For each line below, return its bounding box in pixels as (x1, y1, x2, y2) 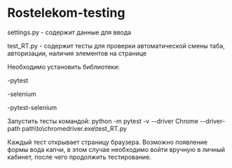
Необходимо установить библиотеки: (7, 62, 121, 71)
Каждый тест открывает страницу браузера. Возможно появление (7, 138, 208, 146)
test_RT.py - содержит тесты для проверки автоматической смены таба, (7, 41, 226, 50)
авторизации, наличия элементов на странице (7, 49, 147, 57)
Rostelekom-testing (7, 5, 125, 21)
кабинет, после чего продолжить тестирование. (7, 153, 152, 161)
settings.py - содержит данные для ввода (7, 28, 132, 36)
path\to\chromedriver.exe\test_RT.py (22, 124, 128, 132)
